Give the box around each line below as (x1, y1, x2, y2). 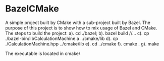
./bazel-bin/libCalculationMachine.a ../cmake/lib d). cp (5, 35, 119, 41)
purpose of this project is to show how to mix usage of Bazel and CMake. (5, 24, 157, 30)
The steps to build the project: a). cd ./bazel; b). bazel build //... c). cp (5, 30, 149, 36)
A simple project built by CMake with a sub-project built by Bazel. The (5, 19, 150, 25)
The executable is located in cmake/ (5, 50, 81, 56)
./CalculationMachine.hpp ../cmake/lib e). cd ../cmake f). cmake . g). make (5, 40, 159, 46)
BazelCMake (5, 3, 59, 14)
